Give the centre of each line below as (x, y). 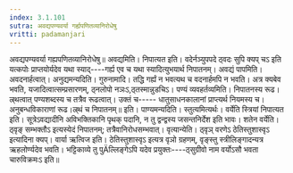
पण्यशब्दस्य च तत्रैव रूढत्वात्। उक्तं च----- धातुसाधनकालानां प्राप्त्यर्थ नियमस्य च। (150, 100)
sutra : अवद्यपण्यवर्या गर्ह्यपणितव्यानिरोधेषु (63, 26)
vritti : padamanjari (48, 34)
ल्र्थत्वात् (21, 100)
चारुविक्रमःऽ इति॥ (34, 160)
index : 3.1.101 (38, 17)
